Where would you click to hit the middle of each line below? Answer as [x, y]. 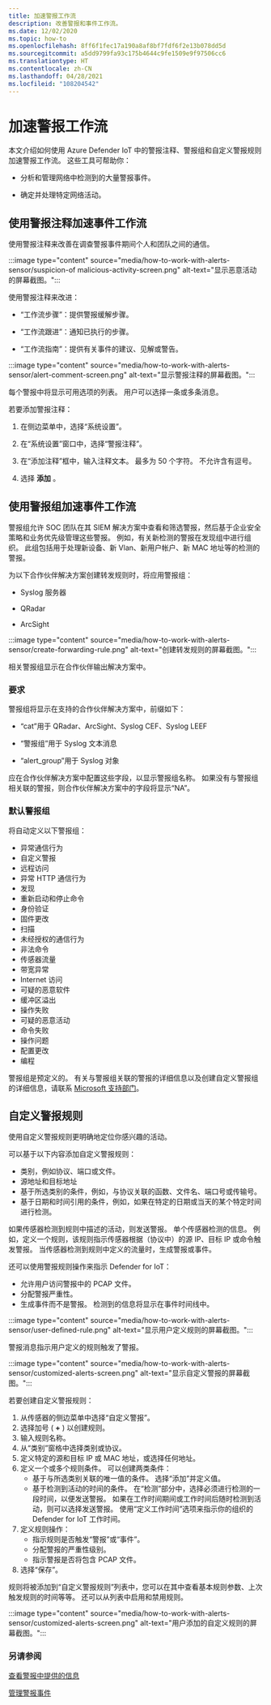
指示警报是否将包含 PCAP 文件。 [86, 1560]
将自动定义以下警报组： [47, 830]
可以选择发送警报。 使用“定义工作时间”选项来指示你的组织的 [153, 1509]
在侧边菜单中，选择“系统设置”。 [73, 427]
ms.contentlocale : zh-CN [50, 69]
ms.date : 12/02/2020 [43, 31]
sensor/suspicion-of [42, 270]
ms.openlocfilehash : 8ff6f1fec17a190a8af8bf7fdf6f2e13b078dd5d [117, 46]
